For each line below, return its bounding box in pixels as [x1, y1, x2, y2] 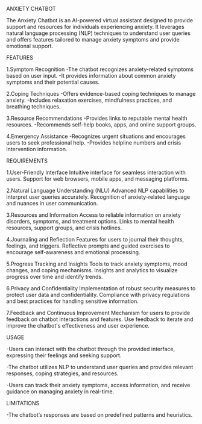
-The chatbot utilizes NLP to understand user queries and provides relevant [6, 364, 194, 370]
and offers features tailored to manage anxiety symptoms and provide [6, 36, 180, 43]
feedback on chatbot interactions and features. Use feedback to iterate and [6, 316, 194, 323]
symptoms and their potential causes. [6, 78, 100, 86]
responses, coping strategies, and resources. [6, 370, 119, 377]
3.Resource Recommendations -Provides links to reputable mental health [6, 114, 188, 122]
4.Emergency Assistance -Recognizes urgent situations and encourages [6, 132, 186, 140]
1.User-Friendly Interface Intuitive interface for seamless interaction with [6, 169, 186, 176]
